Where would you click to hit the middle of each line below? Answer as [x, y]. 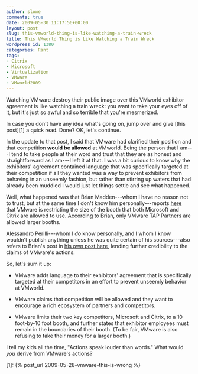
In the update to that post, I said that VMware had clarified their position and [99, 142]
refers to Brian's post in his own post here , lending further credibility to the [97, 246]
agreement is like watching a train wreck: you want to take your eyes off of [97, 106]
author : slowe [24, 12]
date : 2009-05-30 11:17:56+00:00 [47, 22]
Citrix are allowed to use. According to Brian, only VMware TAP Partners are [98, 216]
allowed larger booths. [33, 222]
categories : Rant [27, 50]
